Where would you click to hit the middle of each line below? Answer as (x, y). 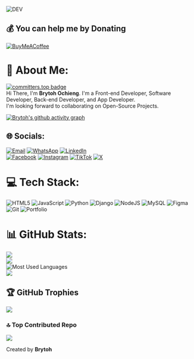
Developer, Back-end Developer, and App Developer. (71, 99)
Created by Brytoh (29, 349)
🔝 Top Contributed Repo (42, 325)
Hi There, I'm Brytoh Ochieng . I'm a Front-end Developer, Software (89, 93)
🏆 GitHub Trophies (43, 292)
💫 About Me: (37, 70)
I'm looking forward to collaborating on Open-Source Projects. (82, 106)
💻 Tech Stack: (43, 182)
